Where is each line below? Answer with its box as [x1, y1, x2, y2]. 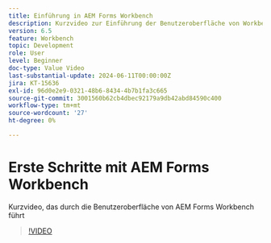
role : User [8, 49, 45, 57]
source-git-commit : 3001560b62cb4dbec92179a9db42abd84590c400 [8, 94, 222, 102]
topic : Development [8, 42, 74, 50]
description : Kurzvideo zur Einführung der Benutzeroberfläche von [8, 19, 240, 27]
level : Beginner [8, 57, 63, 65]
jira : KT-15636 [8, 79, 60, 87]
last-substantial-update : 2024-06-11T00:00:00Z [8, 72, 172, 80]
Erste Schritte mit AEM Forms [8, 159, 210, 177]
